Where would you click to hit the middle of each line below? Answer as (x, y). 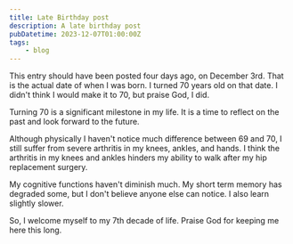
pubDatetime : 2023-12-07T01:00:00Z (75, 34)
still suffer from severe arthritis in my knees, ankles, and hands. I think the (145, 149)
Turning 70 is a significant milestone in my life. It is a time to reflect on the (144, 112)
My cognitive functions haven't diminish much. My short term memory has (146, 184)
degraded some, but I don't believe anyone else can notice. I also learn (139, 194)
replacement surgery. (49, 167)
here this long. (36, 230)
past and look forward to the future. (74, 122)
